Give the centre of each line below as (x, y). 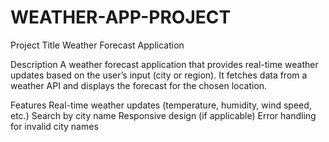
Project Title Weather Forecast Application (97, 45)
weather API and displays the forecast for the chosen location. (139, 85)
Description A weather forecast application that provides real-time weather (164, 64)
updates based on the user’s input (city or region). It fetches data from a (159, 75)
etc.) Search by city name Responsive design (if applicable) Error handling (163, 115)
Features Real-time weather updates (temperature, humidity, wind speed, (161, 105)
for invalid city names (54, 126)
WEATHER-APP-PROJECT (121, 17)
